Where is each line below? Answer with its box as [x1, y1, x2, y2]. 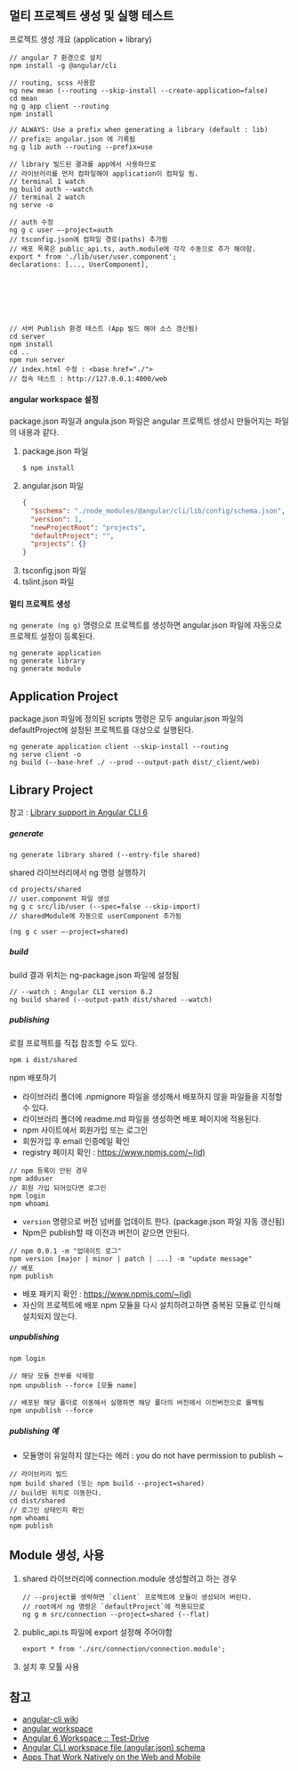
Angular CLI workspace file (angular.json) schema [21, 1742, 206, 1753]
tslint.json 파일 [21, 576, 75, 587]
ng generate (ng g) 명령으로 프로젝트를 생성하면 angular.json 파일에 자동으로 [9, 620, 283, 630]
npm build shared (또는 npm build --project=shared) [9, 1479, 205, 1487]
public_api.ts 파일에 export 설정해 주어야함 [21, 1627, 173, 1637]
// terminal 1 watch [9, 177, 86, 185]
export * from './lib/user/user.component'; [9, 252, 177, 261]
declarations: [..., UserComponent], [9, 259, 149, 269]
